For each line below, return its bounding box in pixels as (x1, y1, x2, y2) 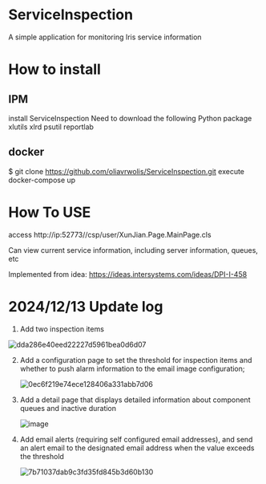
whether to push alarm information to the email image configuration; (19, 364, 246, 373)
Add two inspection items (19, 323, 104, 334)
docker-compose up (8, 175, 76, 185)
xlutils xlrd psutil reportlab (8, 122, 95, 132)
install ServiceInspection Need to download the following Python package (8, 113, 252, 123)
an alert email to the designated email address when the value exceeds (19, 443, 255, 453)
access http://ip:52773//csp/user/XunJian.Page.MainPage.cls (8, 230, 212, 239)
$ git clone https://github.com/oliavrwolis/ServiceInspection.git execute (8, 166, 245, 176)
